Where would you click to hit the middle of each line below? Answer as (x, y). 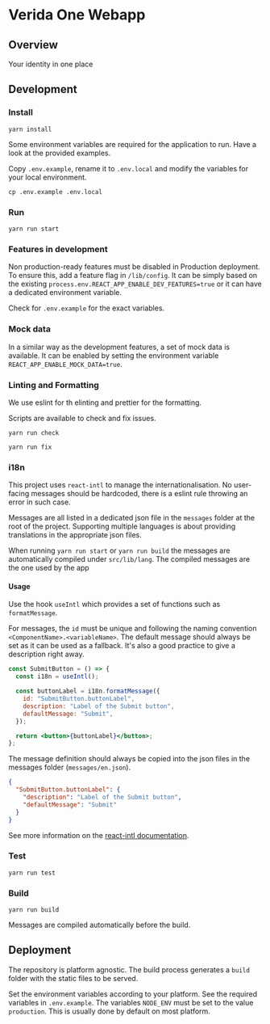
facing (19, 494)
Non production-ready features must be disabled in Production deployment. (134, 267)
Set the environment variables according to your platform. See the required (133, 994)
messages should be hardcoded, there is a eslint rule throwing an (139, 494)
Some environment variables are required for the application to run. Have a (132, 144)
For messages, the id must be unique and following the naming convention (133, 629)
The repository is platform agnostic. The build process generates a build (129, 969)
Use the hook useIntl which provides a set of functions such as (114, 605)
